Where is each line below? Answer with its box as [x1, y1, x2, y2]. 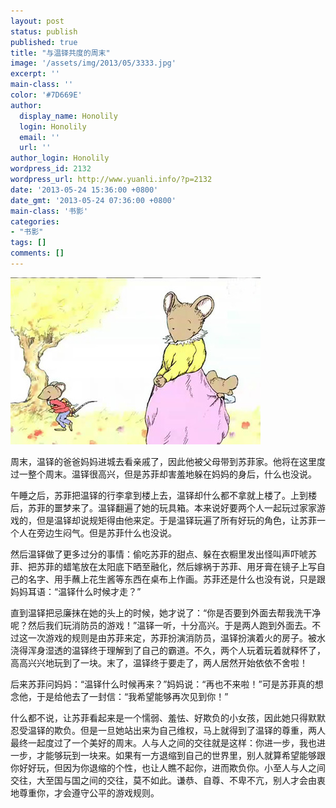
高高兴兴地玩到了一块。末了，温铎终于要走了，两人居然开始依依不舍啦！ [10, 656, 308, 669]
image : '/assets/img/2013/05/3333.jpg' [10, 58, 177, 69]
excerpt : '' [10, 69, 60, 79]
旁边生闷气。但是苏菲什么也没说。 [36, 526, 177, 539]
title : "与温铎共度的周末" [10, 48, 111, 58]
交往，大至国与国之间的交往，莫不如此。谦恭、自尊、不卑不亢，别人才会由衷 [10, 774, 326, 786]
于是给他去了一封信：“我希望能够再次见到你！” [36, 690, 229, 702]
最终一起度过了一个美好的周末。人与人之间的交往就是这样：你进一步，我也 [10, 736, 317, 749]
